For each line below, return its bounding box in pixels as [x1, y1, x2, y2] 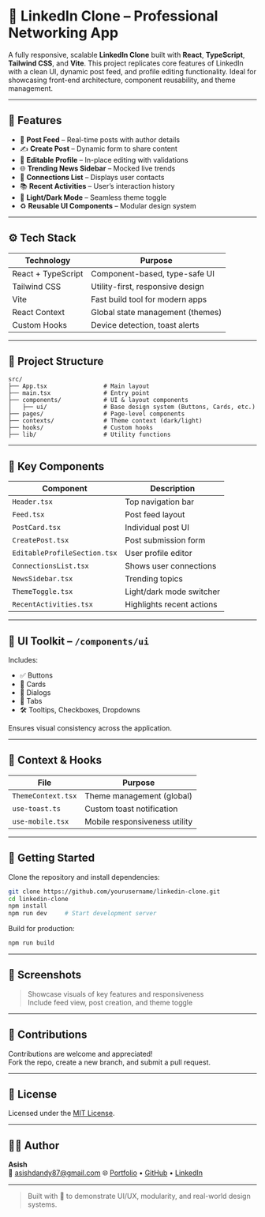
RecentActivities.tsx [12, 600, 93, 609]
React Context [12, 306, 65, 317]
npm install [8, 902, 47, 911]
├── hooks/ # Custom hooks [8, 424, 154, 432]
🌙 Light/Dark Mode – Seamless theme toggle [19, 193, 167, 202]
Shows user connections [125, 561, 217, 572]
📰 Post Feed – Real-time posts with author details [19, 134, 180, 145]
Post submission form [125, 535, 206, 546]
